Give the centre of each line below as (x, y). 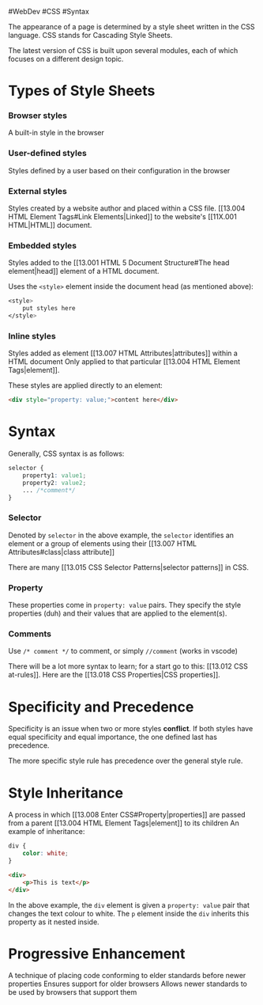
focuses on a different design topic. (66, 59)
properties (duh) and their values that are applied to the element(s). (118, 613)
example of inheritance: (47, 832)
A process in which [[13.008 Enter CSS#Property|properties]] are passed (127, 815)
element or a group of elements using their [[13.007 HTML (103, 543)
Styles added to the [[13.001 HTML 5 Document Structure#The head (119, 263)
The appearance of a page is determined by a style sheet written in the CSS (131, 27)
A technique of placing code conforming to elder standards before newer (127, 976)
